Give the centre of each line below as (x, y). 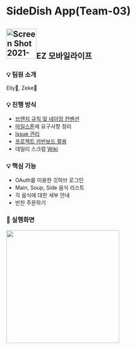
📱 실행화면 (20, 220)
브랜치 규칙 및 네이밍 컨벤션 (47, 119)
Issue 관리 (27, 134)
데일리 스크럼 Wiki (36, 149)
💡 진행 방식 (21, 105)
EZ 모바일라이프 (64, 56)
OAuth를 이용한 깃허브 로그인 (49, 180)
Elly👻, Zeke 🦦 (22, 88)
